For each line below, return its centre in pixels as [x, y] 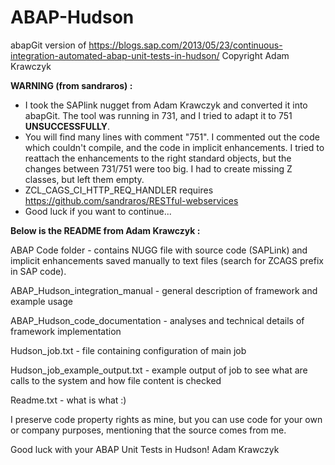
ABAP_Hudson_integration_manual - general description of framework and [164, 290]
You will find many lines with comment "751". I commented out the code [172, 137]
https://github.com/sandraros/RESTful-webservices [131, 200]
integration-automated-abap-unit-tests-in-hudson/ [115, 55]
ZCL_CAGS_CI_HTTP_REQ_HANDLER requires [119, 190]
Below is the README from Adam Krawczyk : [105, 230]
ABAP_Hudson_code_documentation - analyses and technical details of [157, 320]
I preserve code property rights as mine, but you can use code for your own [166, 419]
